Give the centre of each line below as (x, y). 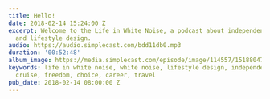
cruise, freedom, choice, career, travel (86, 75)
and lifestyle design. (53, 38)
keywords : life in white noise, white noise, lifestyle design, (118, 68)
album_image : (30, 61)
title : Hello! (32, 16)
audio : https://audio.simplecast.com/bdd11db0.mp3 (95, 46)
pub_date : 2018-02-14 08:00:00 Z (64, 82)
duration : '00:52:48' (45, 53)
